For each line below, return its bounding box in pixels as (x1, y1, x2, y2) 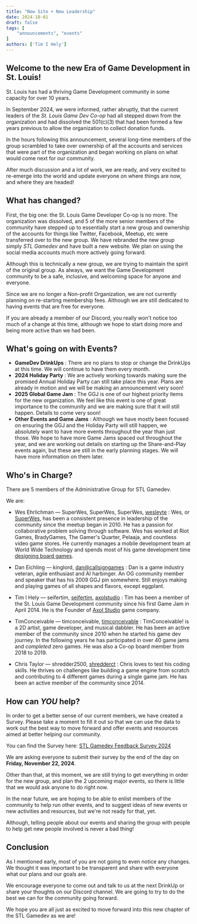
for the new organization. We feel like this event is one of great (14, 397, 166, 404)
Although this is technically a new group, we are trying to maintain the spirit (6, 260, 189, 267)
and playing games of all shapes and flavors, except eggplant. (14, 583, 165, 590)
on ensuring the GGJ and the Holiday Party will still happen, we (14, 422, 167, 429)
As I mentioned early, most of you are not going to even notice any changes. (6, 857, 191, 865)
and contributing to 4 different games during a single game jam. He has (14, 673, 188, 680)
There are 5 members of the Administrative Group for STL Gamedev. (6, 486, 171, 493)
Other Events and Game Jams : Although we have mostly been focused (14, 416, 189, 423)
